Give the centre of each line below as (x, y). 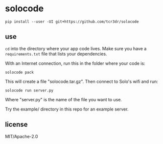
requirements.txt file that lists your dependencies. (56, 54)
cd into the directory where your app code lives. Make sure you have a (76, 48)
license (16, 125)
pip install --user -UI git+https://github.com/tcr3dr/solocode (72, 22)
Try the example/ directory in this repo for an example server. (67, 109)
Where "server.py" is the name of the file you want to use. (64, 99)
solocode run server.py (29, 90)
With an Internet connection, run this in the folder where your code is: (75, 63)
